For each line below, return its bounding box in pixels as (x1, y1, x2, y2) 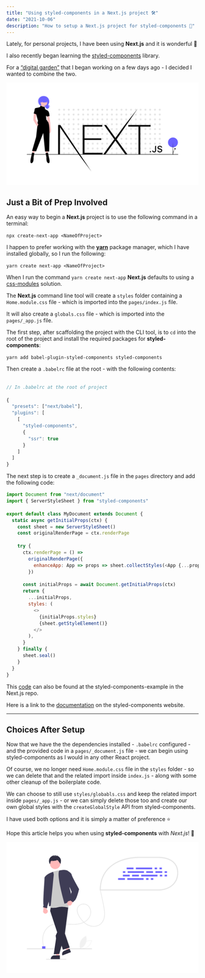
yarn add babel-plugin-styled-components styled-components (6, 354, 163, 360)
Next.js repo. (6, 689, 38, 697)
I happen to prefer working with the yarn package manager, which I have (6, 243, 190, 250)
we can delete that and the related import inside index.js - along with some (6, 772, 197, 780)
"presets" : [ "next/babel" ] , (12, 404, 84, 410)
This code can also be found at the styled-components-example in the (6, 683, 184, 690)
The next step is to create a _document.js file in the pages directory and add (6, 473, 195, 480)
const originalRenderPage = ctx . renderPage (17, 530, 130, 537)
